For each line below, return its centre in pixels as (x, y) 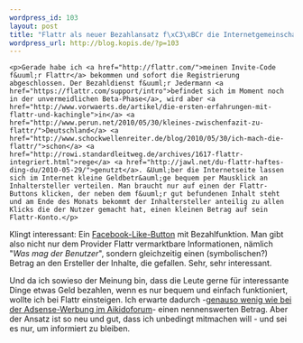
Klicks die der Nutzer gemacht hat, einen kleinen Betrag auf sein (139, 210)
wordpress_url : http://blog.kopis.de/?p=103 (94, 43)
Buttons (24, 194)
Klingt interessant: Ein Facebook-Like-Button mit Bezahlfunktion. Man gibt (147, 235)
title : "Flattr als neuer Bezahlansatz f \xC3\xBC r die (115, 34)
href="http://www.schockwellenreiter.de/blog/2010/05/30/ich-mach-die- (147, 139)
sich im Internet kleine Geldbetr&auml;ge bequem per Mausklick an (139, 178)
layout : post (34, 26)
